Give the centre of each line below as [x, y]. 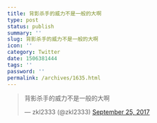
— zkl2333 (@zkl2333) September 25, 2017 [87, 112]
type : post [23, 20]
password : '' [26, 71]
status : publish [31, 26]
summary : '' [24, 33]
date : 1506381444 [32, 59]
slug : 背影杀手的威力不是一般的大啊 [53, 39]
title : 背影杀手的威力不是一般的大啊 [55, 13]
